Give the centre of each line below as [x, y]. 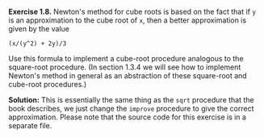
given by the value [39, 29]
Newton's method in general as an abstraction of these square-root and [128, 75]
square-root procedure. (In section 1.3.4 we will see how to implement [125, 67]
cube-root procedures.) [48, 84]
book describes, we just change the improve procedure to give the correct [131, 109]
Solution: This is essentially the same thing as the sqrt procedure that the [131, 100]
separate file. [30, 125]
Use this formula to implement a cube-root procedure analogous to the [126, 59]
